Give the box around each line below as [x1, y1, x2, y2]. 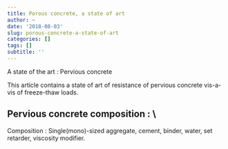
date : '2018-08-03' [7, 23, 64, 30]
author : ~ [7, 17, 36, 23]
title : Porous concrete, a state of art [7, 10, 126, 17]
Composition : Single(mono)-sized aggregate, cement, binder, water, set [7, 126, 213, 135]
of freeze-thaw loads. [17, 88, 79, 97]
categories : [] [7, 36, 51, 43]
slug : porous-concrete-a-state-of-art [7, 29, 119, 37]
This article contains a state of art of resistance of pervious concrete [7, 81, 202, 89]
